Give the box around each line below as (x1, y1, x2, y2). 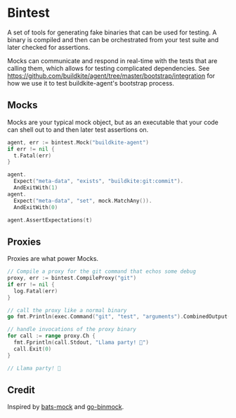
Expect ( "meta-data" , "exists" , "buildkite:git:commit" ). (13, 177, 184, 185)
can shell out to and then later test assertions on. (7, 125, 149, 134)
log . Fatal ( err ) (13, 288, 58, 295)
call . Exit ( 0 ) (13, 345, 52, 352)
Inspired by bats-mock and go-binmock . (7, 403, 124, 411)
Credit (7, 384, 35, 396)
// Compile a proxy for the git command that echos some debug (7, 268, 197, 275)
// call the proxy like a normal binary (7, 306, 128, 313)
